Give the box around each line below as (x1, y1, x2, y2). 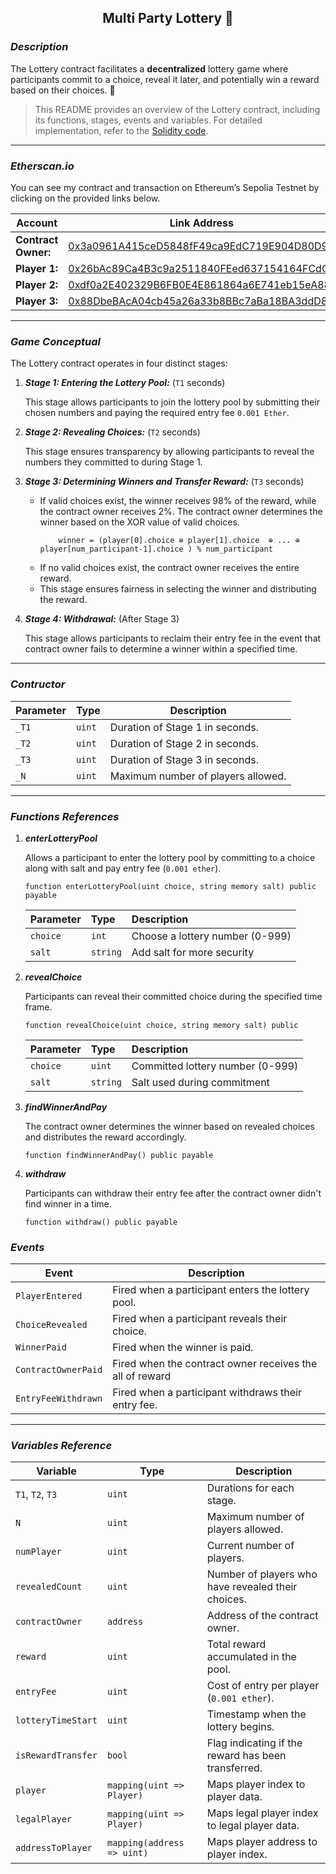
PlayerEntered (15, 1291, 83, 1302)
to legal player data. (206, 1819, 300, 1833)
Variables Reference (10, 1439, 113, 1453)
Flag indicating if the (206, 1736, 303, 1750)
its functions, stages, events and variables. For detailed (34, 114, 263, 126)
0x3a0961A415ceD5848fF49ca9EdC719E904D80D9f (68, 239, 332, 253)
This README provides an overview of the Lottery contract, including (34, 103, 321, 115)
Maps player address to (206, 1835, 318, 1849)
